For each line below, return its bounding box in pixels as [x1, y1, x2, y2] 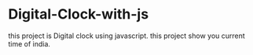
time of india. [8, 39, 51, 48]
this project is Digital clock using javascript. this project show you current [8, 31, 245, 40]
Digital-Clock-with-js [8, 5, 149, 23]
